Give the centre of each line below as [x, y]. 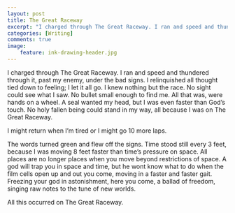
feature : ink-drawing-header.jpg [69, 53]
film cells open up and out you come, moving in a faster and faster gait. [110, 174]
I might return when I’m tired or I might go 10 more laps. [87, 131]
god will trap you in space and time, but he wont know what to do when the [115, 166]
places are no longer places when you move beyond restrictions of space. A [117, 159]
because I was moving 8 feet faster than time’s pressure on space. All [107, 152]
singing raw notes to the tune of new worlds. [72, 189]
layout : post [26, 14]
